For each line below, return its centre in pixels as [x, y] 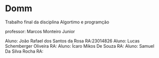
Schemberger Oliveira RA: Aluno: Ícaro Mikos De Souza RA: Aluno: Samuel [80, 46]
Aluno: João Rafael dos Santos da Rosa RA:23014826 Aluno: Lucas [72, 41]
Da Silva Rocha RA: [24, 51]
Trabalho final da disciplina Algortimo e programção [57, 22]
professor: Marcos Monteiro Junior [40, 31]
